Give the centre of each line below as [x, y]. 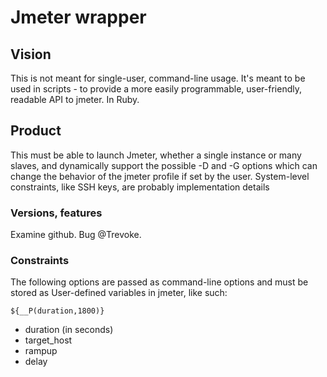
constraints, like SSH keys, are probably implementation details [140, 187]
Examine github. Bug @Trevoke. [76, 235]
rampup [41, 351]
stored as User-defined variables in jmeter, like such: [119, 293]
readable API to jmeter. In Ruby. [75, 99]
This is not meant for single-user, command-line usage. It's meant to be [158, 78]
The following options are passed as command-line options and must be [159, 282]
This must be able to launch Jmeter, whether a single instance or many [156, 155]
